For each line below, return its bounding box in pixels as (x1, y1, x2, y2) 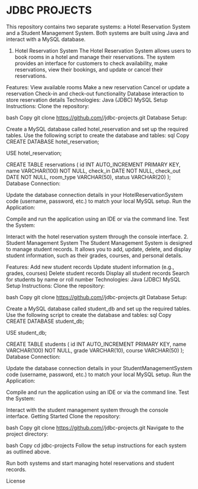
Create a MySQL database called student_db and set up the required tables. (6, 305, 191, 312)
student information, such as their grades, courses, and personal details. (6, 252, 183, 259)
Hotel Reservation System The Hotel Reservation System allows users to (14, 47, 191, 54)
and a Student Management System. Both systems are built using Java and (6, 29, 189, 36)
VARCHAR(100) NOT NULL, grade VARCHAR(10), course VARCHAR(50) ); (6, 346, 184, 354)
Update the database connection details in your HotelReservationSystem (6, 191, 183, 198)
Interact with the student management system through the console (6, 406, 168, 413)
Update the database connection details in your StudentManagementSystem (6, 364, 193, 371)
